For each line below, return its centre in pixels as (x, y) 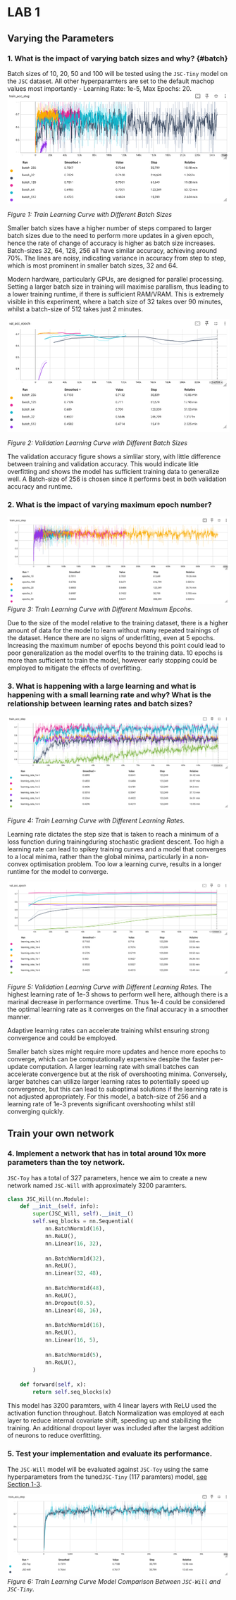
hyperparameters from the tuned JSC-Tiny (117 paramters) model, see (107, 1477)
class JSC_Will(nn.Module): (49, 1199)
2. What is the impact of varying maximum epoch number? (110, 505)
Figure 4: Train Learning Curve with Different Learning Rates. (96, 820)
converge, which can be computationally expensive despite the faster (108, 1059)
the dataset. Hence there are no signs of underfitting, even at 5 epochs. (111, 638)
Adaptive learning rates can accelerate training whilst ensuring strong (108, 1030)
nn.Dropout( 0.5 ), (70, 1303)
